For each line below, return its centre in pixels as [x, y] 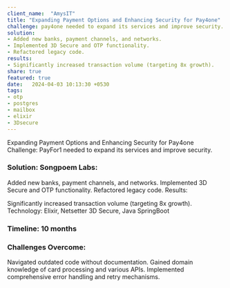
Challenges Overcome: [47, 247]
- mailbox [21, 110]
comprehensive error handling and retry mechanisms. [84, 277]
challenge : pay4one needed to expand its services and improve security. [116, 26]
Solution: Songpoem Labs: [52, 168]
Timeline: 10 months [42, 229]
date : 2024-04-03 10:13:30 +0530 [58, 84]
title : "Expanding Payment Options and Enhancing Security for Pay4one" [114, 20]
